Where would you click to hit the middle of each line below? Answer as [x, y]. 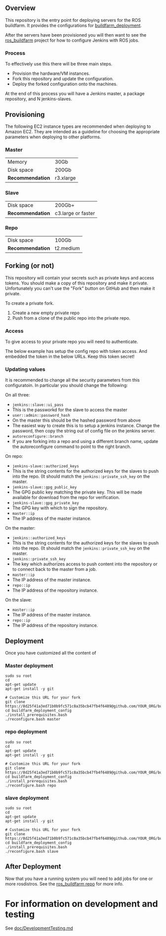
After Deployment [33, 867]
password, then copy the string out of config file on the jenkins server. [84, 431]
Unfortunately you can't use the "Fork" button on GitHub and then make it [80, 288]
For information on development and [82, 904]
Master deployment [29, 665]
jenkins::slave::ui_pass [38, 405]
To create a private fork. [30, 303]
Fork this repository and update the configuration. [63, 79]
